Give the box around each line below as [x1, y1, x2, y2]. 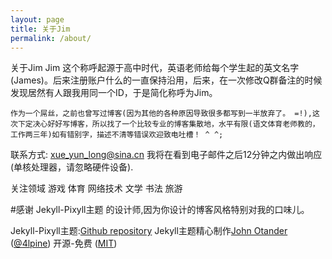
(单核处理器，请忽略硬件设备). [10, 161, 134, 173]
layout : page [10, 14, 65, 25]
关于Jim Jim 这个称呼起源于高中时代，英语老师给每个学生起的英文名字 [10, 62, 300, 74]
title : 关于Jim [10, 24, 71, 34]
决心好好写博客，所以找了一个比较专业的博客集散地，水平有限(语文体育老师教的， [32, 119, 320, 130]
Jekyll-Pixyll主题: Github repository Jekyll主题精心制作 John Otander [10, 225, 288, 237]
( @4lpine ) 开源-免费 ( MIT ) [10, 237, 118, 250]
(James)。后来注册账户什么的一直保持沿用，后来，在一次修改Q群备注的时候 [10, 74, 323, 86]
